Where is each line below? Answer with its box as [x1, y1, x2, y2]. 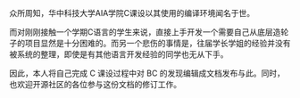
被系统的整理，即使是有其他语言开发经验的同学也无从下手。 [9, 49, 229, 60]
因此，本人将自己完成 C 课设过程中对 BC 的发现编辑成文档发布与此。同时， [9, 68, 286, 78]
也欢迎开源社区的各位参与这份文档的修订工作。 [9, 79, 181, 89]
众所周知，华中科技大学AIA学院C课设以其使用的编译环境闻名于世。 [9, 8, 255, 18]
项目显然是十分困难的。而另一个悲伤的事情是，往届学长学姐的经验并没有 [24, 38, 291, 48]
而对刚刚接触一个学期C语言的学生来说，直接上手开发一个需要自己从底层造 [9, 27, 281, 37]
